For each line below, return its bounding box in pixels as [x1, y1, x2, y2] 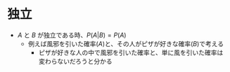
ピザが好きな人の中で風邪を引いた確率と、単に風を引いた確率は [38, 48, 224, 57]
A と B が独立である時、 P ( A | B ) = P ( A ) [17, 31, 127, 39]
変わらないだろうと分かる [38, 57, 113, 65]
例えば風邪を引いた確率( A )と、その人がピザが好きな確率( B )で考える [27, 39, 224, 48]
